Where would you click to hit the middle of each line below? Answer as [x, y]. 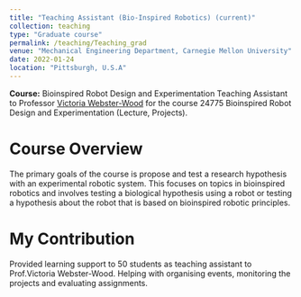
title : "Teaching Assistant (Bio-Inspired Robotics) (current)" [132, 18]
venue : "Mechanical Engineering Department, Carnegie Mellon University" [151, 51]
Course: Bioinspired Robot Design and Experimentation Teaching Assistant [149, 93]
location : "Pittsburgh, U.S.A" [68, 68]
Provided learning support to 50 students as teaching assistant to [131, 264]
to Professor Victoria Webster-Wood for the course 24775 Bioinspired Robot [150, 103]
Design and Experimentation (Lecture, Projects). [98, 112]
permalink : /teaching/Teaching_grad [78, 43]
